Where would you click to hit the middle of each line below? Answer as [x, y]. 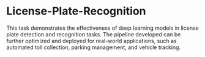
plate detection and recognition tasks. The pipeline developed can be [94, 34]
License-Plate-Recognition [76, 11]
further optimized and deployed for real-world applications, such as [91, 41]
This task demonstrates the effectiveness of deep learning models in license [102, 28]
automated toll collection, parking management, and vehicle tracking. [94, 47]
